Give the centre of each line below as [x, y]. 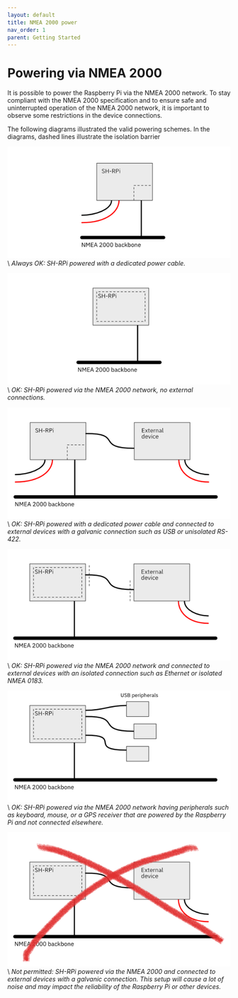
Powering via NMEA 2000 [85, 73]
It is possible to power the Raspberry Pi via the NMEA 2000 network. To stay [119, 93]
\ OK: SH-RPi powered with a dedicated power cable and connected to [111, 524]
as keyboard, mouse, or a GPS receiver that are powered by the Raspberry [117, 815]
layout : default [31, 15]
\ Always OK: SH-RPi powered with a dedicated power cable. [96, 263]
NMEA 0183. [25, 681]
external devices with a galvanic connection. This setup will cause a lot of [116, 979]
